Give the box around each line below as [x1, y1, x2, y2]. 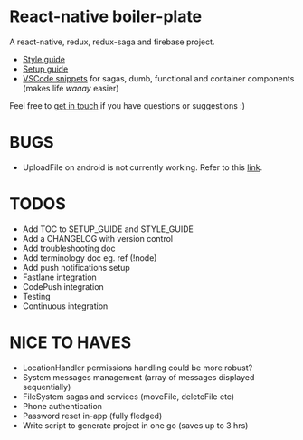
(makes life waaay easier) [22, 82, 119, 93]
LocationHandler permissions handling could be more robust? [22, 362, 253, 373]
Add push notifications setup [22, 262, 131, 273]
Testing [22, 291, 52, 301]
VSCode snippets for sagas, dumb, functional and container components [22, 72, 295, 83]
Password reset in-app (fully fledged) [22, 410, 163, 421]
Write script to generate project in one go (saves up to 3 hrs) [22, 419, 249, 431]
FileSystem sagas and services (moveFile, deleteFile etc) [22, 391, 235, 402]
